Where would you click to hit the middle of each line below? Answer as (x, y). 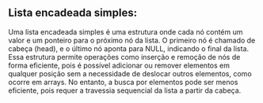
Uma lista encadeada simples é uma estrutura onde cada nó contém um (126, 31)
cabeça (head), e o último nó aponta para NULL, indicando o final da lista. (129, 48)
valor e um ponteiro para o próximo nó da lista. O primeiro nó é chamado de (132, 40)
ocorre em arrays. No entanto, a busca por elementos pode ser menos (123, 82)
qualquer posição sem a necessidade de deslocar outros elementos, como (130, 73)
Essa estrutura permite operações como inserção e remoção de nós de (124, 57)
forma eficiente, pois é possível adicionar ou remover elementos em (119, 65)
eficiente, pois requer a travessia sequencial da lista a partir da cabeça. (125, 90)
